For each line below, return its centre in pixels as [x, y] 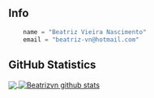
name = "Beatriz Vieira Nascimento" [85, 32]
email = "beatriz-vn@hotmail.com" [81, 40]
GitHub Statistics [52, 64]
